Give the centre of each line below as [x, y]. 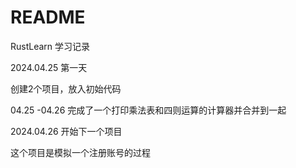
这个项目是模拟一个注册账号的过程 [80, 152]
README [48, 17]
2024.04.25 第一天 [49, 67]
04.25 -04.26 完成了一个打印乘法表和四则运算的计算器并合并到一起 [148, 110]
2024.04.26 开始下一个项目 [66, 131]
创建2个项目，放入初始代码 [66, 88]
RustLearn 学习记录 [50, 46]
